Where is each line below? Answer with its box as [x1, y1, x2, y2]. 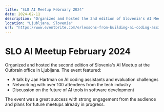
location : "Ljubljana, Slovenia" [5, 20, 73, 26]
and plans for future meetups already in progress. [5, 101, 105, 107]
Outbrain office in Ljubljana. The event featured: [5, 67, 102, 73]
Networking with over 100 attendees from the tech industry [12, 82, 131, 88]
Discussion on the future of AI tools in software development [12, 87, 134, 93]
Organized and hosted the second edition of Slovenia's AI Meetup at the [5, 62, 150, 68]
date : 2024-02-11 [5, 12, 41, 16]
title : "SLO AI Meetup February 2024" [5, 7, 84, 12]
